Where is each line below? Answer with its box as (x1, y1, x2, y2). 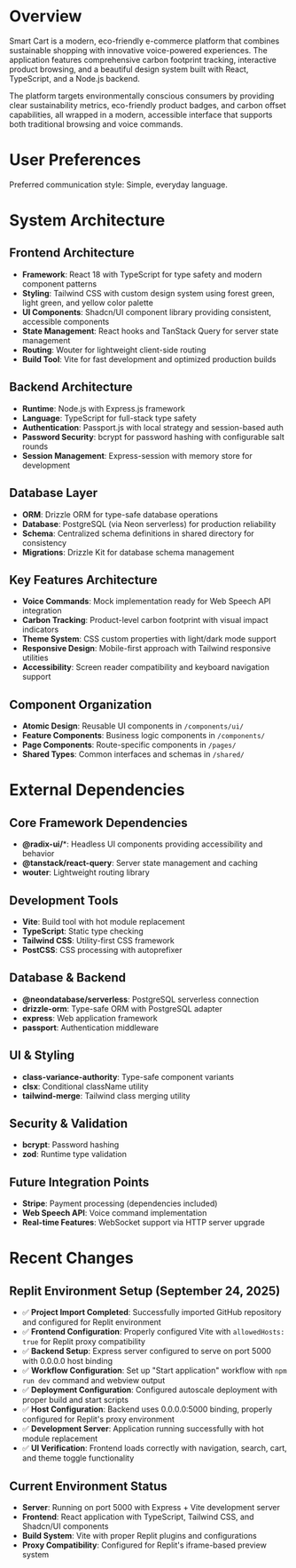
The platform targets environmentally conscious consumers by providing (9, 91, 275, 101)
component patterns (21, 278, 97, 289)
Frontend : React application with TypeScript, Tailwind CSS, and (21, 1511, 254, 1522)
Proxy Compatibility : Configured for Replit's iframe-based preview (21, 1540, 268, 1550)
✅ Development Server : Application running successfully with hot (21, 1423, 264, 1434)
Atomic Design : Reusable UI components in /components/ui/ (21, 721, 244, 731)
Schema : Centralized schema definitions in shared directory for (21, 528, 254, 539)
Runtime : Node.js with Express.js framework (21, 403, 186, 414)
